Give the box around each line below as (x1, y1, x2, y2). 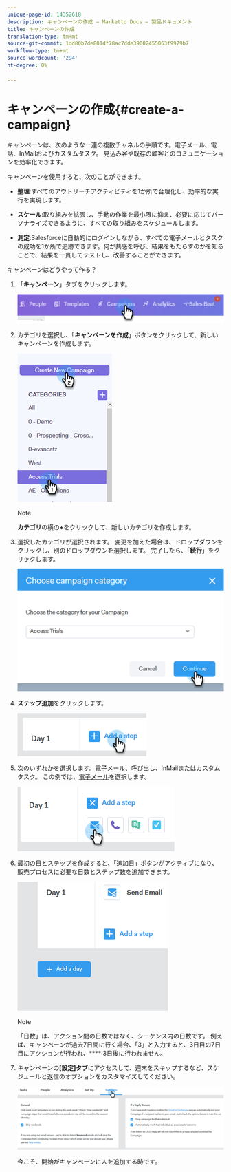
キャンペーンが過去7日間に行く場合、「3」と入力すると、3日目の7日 (29, 1040, 221, 1049)
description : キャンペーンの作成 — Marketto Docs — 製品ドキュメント (7, 18, 192, 25)
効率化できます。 (19, 158, 67, 166)
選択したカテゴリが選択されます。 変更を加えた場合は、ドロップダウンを (16, 537, 223, 546)
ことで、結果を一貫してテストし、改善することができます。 (16, 251, 185, 259)
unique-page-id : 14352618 (7, 11, 81, 18)
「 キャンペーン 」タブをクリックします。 (16, 279, 131, 288)
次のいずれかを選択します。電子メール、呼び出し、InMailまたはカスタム (16, 764, 221, 772)
